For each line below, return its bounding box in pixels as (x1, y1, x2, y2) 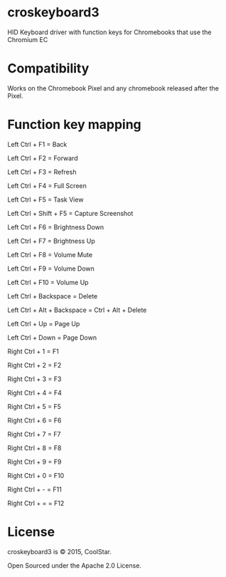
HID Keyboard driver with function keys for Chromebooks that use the (7, 28, 212, 36)
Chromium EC (7, 35, 48, 43)
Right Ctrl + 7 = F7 (7, 430, 61, 438)
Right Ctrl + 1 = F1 (7, 347, 59, 355)
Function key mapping (7, 117, 141, 132)
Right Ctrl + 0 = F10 (7, 471, 65, 479)
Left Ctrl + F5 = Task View (7, 195, 84, 204)
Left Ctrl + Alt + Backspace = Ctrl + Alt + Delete (7, 306, 147, 314)
